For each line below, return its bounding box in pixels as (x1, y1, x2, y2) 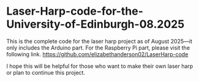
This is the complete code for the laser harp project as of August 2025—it (6, 37, 193, 45)
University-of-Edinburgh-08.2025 (6, 17, 185, 31)
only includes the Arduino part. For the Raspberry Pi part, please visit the (6, 44, 190, 51)
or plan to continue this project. (6, 69, 86, 76)
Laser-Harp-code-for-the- (6, 4, 144, 18)
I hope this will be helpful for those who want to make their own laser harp (6, 62, 193, 70)
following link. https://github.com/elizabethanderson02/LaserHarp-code (6, 50, 189, 58)
